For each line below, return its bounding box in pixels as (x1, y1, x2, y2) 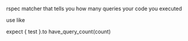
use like (6, 17, 26, 23)
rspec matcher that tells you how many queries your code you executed (6, 5, 183, 12)
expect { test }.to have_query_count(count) (6, 28, 111, 35)
